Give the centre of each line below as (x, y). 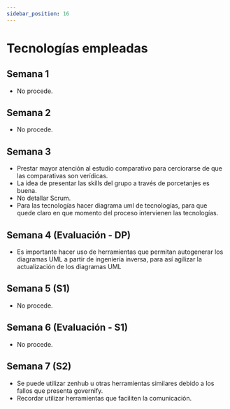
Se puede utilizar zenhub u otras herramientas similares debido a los (115, 383)
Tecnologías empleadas (77, 48)
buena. (27, 191)
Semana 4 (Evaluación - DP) (69, 235)
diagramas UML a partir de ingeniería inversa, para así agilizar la (109, 259)
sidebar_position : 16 (38, 14)
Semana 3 (29, 151)
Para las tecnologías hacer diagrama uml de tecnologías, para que (112, 206)
